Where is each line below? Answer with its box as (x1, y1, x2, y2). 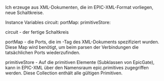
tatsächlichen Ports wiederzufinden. (5, 50, 81, 55)
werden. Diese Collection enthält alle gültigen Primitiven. (5, 70, 123, 76)
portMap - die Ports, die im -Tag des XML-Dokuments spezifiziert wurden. (5, 39, 159, 45)
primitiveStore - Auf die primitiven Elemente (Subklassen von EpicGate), (5, 59, 155, 65)
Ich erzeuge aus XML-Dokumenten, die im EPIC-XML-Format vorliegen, (5, 5, 153, 10)
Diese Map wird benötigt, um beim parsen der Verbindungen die (5, 44, 139, 50)
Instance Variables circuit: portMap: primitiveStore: (5, 20, 111, 25)
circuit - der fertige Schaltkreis (5, 29, 69, 35)
